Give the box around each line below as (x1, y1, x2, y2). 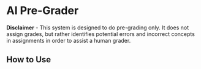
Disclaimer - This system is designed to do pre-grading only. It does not (6, 24, 189, 31)
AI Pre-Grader (6, 4, 79, 18)
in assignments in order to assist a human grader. (6, 37, 131, 44)
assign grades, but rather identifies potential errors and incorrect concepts (6, 30, 195, 37)
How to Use (6, 54, 51, 65)
